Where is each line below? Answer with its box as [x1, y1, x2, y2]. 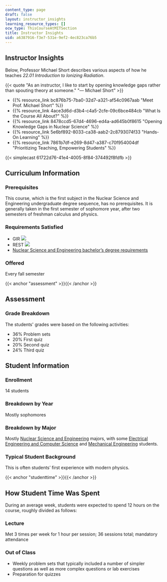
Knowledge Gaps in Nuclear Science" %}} [12, 123, 99, 129]
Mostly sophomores [5, 411, 46, 417]
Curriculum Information [5, 169, 80, 177]
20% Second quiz [12, 341, 50, 347]
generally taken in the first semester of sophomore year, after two [5, 206, 140, 212]
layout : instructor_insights [5, 16, 66, 21]
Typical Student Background [5, 453, 76, 460]
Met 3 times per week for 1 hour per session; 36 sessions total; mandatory [5, 531, 158, 537]
